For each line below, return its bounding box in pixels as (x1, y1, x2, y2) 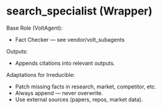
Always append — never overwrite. (15, 89, 103, 96)
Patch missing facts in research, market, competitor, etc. (15, 83, 157, 90)
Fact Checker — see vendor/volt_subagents (15, 36, 125, 43)
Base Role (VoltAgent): (6, 24, 63, 31)
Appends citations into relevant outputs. (15, 59, 115, 67)
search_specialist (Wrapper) (6, 4, 153, 18)
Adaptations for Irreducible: (6, 71, 75, 78)
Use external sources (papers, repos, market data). (15, 96, 143, 103)
